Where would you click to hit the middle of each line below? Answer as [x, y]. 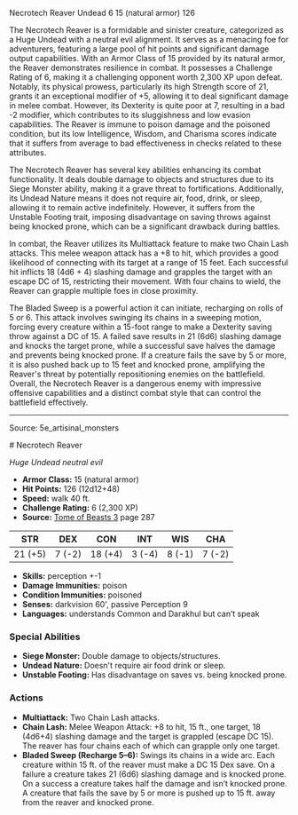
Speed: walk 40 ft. [56, 498]
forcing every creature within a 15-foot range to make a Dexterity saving [141, 327]
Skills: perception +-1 [62, 576]
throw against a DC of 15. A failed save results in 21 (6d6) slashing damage [145, 336]
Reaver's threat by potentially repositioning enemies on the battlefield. [137, 374]
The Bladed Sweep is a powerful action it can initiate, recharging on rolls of [146, 308]
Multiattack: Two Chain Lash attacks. [90, 717]
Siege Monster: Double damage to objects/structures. [121, 656]
